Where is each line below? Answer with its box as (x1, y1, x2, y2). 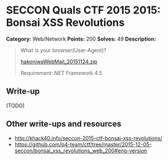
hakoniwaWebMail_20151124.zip (20, 58, 98, 65)
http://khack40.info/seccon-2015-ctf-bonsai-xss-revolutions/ (14, 134, 163, 141)
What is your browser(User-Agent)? (20, 46, 107, 53)
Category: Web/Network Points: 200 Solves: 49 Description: (6, 35, 156, 42)
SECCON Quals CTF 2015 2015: (6, 4, 161, 17)
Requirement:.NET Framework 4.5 (20, 69, 102, 76)
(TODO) (6, 102, 25, 109)
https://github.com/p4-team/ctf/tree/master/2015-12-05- (14, 141, 152, 148)
